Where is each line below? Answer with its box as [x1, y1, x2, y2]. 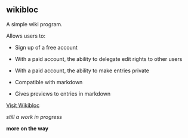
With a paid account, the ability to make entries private [14, 67, 149, 74]
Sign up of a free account [14, 44, 78, 51]
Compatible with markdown [14, 78, 83, 85]
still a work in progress [6, 113, 63, 120]
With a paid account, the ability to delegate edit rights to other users [14, 55, 183, 62]
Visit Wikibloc [6, 102, 40, 109]
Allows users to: [6, 32, 46, 39]
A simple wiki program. [6, 20, 63, 27]
